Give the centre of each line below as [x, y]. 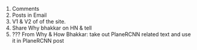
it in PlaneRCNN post [38, 41]
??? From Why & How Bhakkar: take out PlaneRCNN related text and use [101, 34]
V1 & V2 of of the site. [39, 21]
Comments [26, 9]
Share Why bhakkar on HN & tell [52, 28]
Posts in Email [29, 15]
